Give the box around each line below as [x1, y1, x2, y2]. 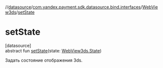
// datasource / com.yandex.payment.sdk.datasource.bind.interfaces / [5, 4, 143, 10]
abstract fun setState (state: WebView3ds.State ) [5, 47, 102, 53]
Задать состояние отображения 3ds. [5, 57, 83, 63]
